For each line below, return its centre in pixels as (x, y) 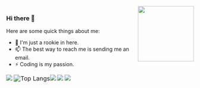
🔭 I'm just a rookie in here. (47, 43)
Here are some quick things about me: (53, 31)
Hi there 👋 (21, 18)
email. (22, 58)
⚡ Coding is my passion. (44, 64)
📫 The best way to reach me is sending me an (72, 49)
